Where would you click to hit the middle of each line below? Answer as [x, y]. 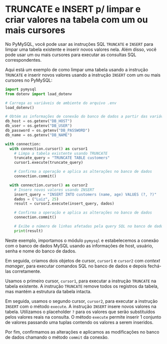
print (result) [29, 231]
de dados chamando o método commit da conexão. [57, 337]
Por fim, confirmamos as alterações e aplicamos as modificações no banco [82, 332]
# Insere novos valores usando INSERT [54, 190]
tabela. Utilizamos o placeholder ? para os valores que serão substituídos [80, 312]
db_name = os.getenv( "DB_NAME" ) [39, 135]
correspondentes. [23, 60]
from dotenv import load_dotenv [39, 94]
